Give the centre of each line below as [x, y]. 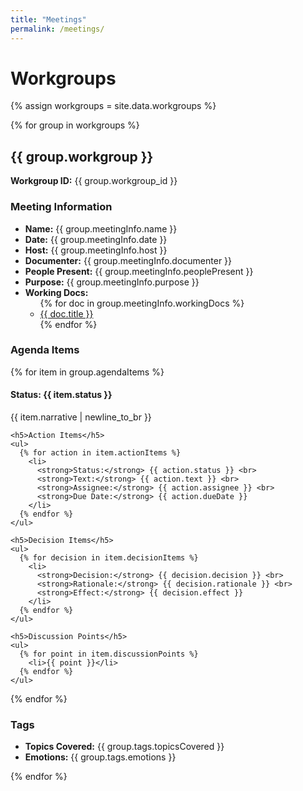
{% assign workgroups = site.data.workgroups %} [113, 106]
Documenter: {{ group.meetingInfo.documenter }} [128, 260]
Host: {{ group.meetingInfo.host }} [96, 250]
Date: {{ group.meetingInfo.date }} [96, 239]
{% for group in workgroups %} [75, 125]
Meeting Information [61, 207]
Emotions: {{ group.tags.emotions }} [100, 757]
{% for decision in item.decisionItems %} [109, 558]
